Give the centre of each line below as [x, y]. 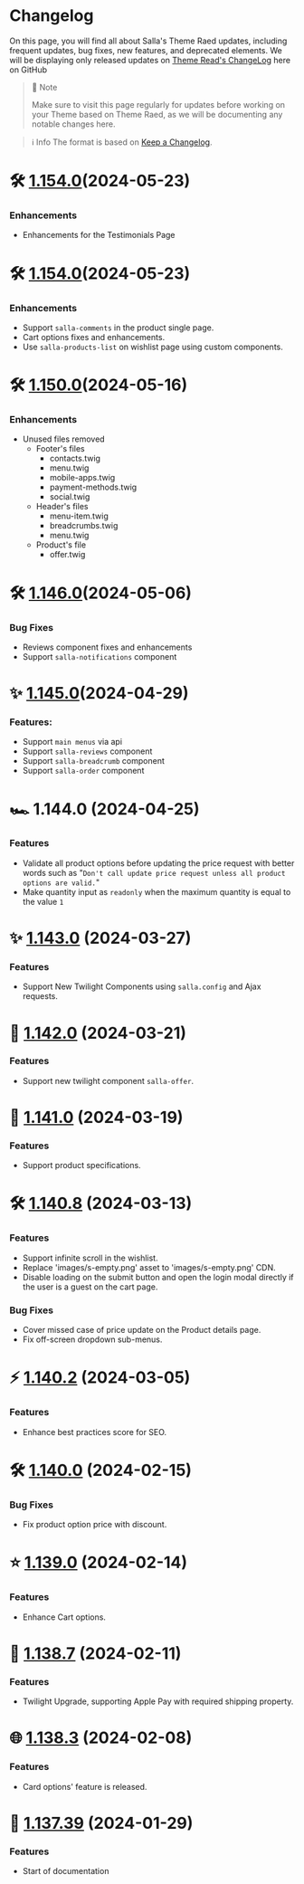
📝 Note [44, 87]
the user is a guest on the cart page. [90, 1287]
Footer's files [61, 449]
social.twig [70, 497]
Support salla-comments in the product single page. [118, 328]
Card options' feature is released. [85, 1786]
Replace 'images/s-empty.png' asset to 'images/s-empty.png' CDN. [149, 1267]
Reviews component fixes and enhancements [107, 647]
